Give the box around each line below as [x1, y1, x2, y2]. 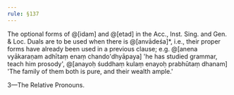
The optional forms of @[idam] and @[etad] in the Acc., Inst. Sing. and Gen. [7, 30, 228, 38]
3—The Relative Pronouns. [7, 80, 85, 89]
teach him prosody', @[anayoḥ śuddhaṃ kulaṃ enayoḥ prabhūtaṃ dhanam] [7, 59, 228, 68]
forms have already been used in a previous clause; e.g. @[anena [7, 44, 198, 53]
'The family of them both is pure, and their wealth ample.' [7, 67, 173, 75]
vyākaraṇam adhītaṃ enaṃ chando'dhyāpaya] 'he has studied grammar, [7, 52, 218, 61]
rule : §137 [7, 10, 39, 18]
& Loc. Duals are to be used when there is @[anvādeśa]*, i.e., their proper [7, 37, 221, 46]
